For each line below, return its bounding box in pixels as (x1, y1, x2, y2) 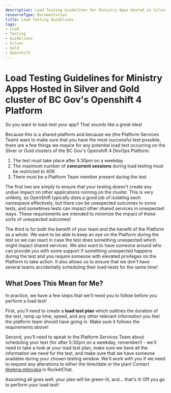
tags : (5, 21, 17, 27)
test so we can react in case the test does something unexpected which (5, 237, 156, 243)
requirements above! (5, 324, 49, 330)
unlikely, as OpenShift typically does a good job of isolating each (5, 194, 141, 201)
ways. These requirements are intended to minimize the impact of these (5, 211, 156, 217)
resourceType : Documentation (5, 12, 67, 17)
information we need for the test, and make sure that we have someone (5, 350, 155, 356)
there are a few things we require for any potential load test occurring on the (5, 142, 165, 149)
